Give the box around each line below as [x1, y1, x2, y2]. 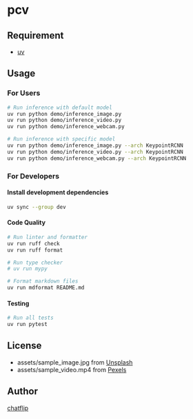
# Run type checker [7, 259, 63, 266]
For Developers [7, 171, 60, 181]
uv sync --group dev [7, 203, 67, 210]
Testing [7, 299, 30, 307]
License [7, 340, 42, 351]
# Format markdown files [7, 278, 79, 285]
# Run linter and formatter [7, 234, 88, 241]
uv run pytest [7, 321, 48, 328]
